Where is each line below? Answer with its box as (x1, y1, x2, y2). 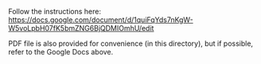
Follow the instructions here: (8, 7, 102, 16)
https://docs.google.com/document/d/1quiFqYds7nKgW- (8, 15, 193, 24)
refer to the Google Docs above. (8, 47, 114, 56)
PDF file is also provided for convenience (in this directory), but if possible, (8, 39, 253, 48)
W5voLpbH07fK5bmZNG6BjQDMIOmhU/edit (8, 24, 154, 32)
